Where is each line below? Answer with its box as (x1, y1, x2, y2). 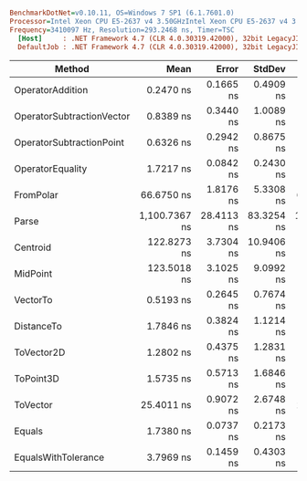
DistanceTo (14, 320, 62, 333)
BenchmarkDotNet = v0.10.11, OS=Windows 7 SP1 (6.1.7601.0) (9, 8, 235, 17)
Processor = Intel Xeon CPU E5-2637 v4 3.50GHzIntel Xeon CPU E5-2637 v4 (9, 16, 288, 26)
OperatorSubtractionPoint (14, 136, 125, 149)
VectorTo (14, 294, 53, 307)
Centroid (14, 241, 52, 254)
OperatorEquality (14, 162, 88, 175)
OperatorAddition (14, 84, 89, 97)
